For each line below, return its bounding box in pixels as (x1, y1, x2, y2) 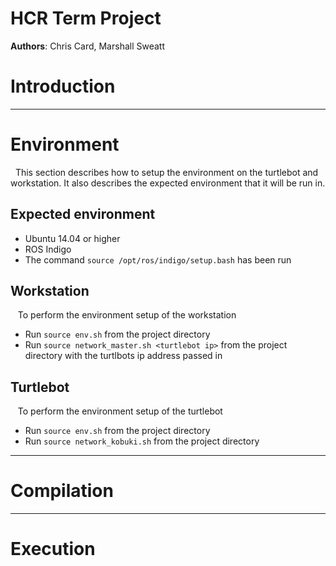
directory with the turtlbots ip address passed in (24, 350, 223, 362)
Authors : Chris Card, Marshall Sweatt (10, 40, 165, 52)
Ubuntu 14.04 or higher (24, 232, 121, 244)
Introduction (10, 75, 116, 98)
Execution (10, 538, 96, 561)
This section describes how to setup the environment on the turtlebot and (14, 166, 319, 178)
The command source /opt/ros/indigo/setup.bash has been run (24, 253, 292, 266)
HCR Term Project (10, 7, 162, 30)
